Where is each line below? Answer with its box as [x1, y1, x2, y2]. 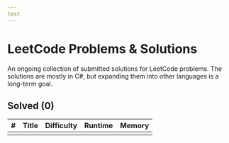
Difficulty [45, 121, 78, 131]
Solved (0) [7, 100, 55, 112]
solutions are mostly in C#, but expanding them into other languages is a [7, 71, 219, 80]
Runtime [84, 121, 113, 131]
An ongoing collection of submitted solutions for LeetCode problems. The [7, 64, 222, 73]
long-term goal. [7, 79, 53, 88]
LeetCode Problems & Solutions [7, 40, 198, 57]
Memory [120, 121, 150, 131]
